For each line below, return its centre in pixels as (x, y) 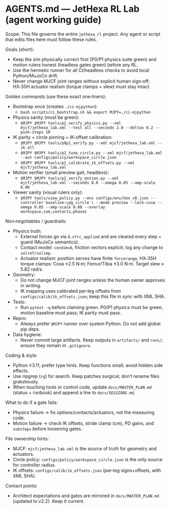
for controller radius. (34, 465)
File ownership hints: (27, 438)
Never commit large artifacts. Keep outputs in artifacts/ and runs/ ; (92, 340)
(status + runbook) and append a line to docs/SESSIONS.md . (74, 392)
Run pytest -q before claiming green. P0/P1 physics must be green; (92, 307)
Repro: (20, 318)
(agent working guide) (53, 20)
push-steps (32, 132)
